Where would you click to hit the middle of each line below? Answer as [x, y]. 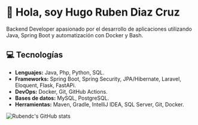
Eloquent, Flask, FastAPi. [45, 85]
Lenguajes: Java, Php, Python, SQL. [60, 72]
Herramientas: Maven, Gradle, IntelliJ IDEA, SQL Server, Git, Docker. [99, 104]
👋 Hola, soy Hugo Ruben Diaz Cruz [93, 12]
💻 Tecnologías [35, 55]
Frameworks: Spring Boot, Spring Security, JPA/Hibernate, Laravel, [98, 79]
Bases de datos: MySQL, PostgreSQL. [62, 98]
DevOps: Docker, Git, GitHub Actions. [61, 91]
